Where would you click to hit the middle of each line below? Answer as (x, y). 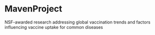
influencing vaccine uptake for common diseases (54, 27)
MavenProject (34, 9)
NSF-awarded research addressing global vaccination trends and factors (77, 22)
